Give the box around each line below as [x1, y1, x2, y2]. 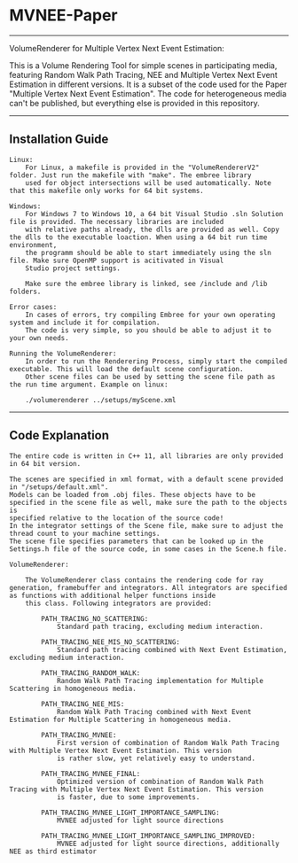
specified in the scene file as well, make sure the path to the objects [9, 498, 288, 507]
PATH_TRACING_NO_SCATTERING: [41, 614, 149, 623]
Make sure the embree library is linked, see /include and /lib [25, 279, 268, 288]
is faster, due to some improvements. [56, 792, 200, 802]
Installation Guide [9, 132, 109, 147]
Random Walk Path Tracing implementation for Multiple [56, 676, 264, 685]
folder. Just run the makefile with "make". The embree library [9, 170, 252, 180]
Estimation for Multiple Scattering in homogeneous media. [9, 715, 232, 724]
